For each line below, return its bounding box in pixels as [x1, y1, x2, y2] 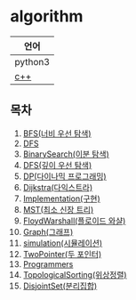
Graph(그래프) [22, 226, 74, 237]
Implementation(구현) [22, 193, 100, 204]
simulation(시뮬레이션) [22, 238, 103, 248]
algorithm [10, 6, 84, 27]
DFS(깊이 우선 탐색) [22, 159, 92, 170]
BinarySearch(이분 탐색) [22, 149, 109, 159]
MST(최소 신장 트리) [22, 204, 94, 215]
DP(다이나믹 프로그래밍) [22, 171, 107, 182]
